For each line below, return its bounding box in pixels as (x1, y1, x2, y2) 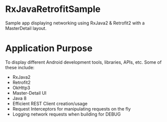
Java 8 (12, 95, 27, 101)
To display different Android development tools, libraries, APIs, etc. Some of (5, 59, 162, 65)
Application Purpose (5, 43, 93, 54)
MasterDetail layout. (5, 25, 47, 31)
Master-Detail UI (12, 90, 47, 96)
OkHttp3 (12, 85, 31, 91)
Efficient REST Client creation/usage (12, 101, 88, 107)
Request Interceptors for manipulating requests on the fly (12, 106, 131, 112)
